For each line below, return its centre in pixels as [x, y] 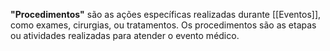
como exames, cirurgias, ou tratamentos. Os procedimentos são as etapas [163, 25]
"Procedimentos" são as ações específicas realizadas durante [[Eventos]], [166, 14]
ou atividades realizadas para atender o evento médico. [125, 35]
